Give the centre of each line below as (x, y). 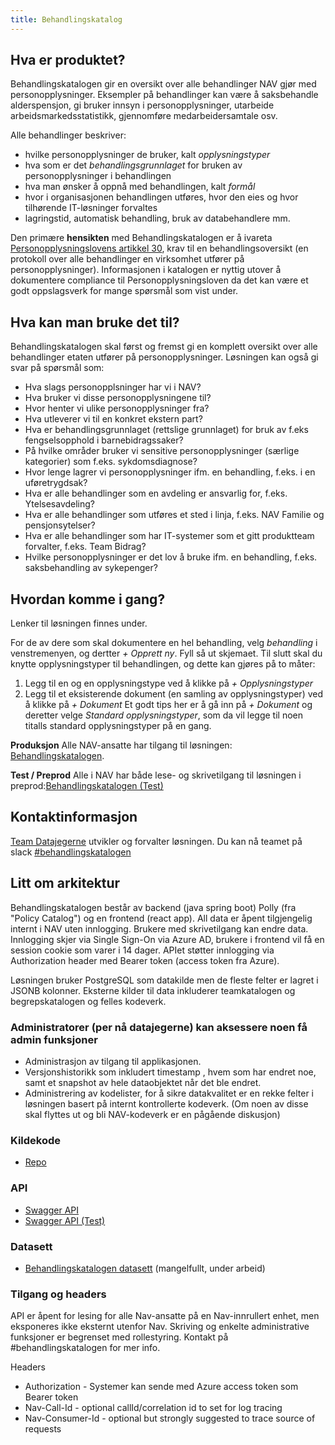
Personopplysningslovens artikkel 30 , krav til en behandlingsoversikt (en (159, 248)
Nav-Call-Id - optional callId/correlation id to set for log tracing (153, 1408)
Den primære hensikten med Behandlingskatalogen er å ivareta (141, 238)
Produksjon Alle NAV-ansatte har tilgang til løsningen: (121, 745)
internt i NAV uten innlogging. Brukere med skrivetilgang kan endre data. (159, 928)
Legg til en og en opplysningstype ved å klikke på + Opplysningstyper (169, 683)
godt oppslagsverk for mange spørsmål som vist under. (124, 291)
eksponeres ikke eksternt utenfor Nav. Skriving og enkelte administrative (160, 1327)
